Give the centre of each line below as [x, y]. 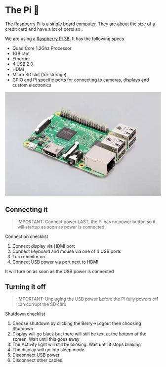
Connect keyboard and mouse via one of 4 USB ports [67, 251]
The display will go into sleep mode [48, 349]
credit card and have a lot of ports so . [44, 29]
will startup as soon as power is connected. [62, 227]
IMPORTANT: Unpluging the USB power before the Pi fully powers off [88, 299]
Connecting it [26, 210]
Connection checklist [27, 236]
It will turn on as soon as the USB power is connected [60, 271]
